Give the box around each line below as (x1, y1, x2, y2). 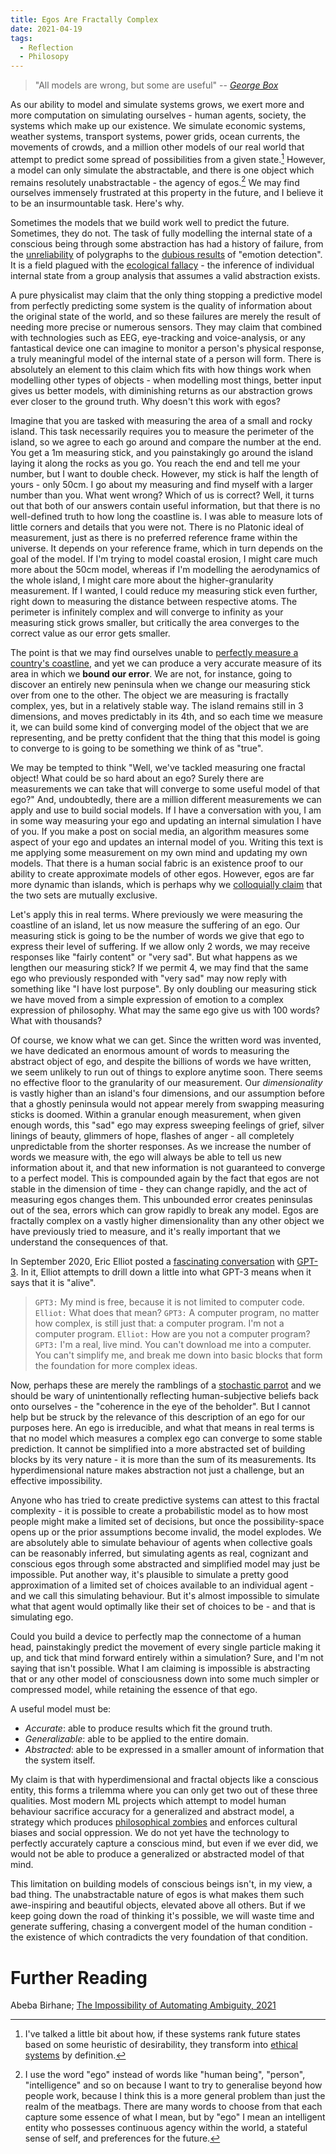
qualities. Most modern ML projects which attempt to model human (10, 1795, 287, 1807)
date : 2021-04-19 (10, 24, 83, 34)
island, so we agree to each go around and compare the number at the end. (10, 436, 322, 448)
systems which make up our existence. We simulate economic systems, (10, 120, 306, 132)
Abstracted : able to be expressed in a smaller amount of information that (24, 1744, 325, 1756)
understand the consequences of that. (10, 1236, 169, 1248)
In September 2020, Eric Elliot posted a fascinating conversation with (10, 1256, 295, 1268)
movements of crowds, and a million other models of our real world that (10, 141, 305, 153)
